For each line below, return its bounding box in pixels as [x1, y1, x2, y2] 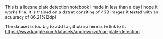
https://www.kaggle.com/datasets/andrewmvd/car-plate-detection [5, 29, 140, 34]
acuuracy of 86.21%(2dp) [5, 14, 57, 20]
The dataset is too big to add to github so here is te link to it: [5, 24, 126, 29]
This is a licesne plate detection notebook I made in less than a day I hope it [5, 4, 158, 10]
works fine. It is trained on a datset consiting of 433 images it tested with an [5, 9, 159, 15]
